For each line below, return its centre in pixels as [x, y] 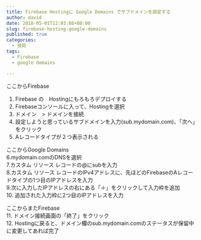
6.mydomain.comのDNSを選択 [44, 157]
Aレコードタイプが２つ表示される [57, 136]
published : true [27, 35]
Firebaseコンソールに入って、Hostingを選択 [70, 106]
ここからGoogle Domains [38, 150]
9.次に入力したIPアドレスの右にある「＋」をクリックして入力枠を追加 [93, 187]
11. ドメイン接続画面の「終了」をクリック [58, 215]
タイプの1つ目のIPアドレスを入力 [52, 180]
